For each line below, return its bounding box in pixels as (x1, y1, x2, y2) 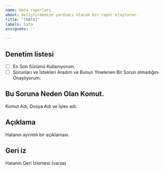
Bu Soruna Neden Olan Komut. (5, 90, 104, 99)
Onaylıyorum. (12, 75, 41, 81)
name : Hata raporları (5, 7, 52, 13)
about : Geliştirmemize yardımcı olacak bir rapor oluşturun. (5, 12, 138, 17)
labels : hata (5, 21, 33, 27)
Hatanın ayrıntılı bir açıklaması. (5, 131, 70, 138)
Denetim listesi (5, 50, 54, 59)
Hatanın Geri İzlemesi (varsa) (5, 160, 66, 166)
